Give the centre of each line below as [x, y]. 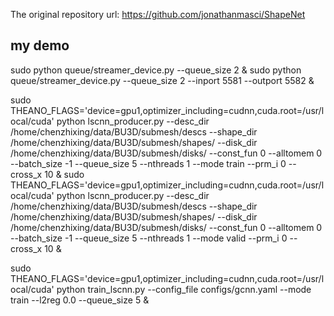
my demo [40, 45]
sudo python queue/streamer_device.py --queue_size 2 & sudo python [156, 70]
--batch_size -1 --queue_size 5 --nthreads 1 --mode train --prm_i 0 [148, 163]
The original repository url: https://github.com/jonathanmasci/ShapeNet [158, 14]
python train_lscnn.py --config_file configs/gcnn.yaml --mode [184, 289]
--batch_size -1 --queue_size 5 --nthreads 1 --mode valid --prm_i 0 [149, 238]
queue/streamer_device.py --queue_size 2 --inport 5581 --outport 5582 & [162, 80]
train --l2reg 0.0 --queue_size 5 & [80, 300]
